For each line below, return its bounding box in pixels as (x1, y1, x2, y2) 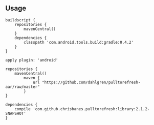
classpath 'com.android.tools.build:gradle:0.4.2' (24, 40, 134, 45)
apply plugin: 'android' (5, 57, 58, 63)
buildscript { (5, 17, 36, 22)
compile (14, 106, 31, 111)
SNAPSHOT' (5, 111, 27, 116)
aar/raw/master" (5, 84, 40, 89)
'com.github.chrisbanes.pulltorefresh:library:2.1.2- (32, 106, 150, 111)
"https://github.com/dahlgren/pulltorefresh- (41, 80, 141, 85)
